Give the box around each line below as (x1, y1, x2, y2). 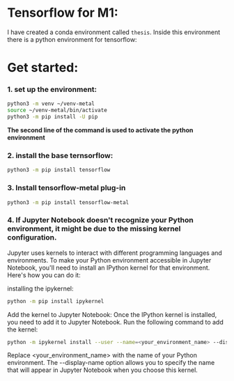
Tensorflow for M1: (7, 5, 118, 21)
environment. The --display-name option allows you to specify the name (7, 359, 215, 367)
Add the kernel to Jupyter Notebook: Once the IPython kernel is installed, (7, 310, 217, 318)
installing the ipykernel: (7, 284, 74, 293)
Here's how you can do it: (7, 270, 81, 279)
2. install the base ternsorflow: (7, 150, 114, 160)
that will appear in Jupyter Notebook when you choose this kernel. (7, 366, 198, 374)
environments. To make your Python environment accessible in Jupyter (7, 256, 212, 264)
